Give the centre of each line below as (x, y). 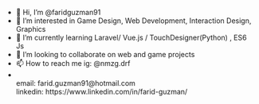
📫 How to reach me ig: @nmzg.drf (73, 63)
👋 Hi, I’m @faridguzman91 (58, 12)
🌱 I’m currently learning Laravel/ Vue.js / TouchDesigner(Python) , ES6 (131, 37)
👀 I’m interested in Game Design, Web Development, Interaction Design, (133, 21)
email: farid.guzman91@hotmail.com (75, 83)
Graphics (31, 29)
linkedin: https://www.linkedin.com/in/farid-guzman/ (102, 92)
